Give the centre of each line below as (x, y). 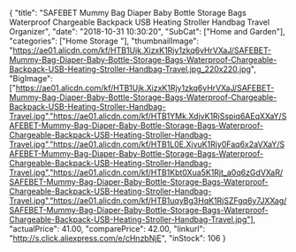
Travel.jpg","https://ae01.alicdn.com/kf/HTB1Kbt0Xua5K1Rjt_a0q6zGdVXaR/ (146, 172)
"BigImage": (31, 78)
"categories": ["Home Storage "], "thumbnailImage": (104, 41)
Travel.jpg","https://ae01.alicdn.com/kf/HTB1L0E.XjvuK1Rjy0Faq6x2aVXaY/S (147, 144)
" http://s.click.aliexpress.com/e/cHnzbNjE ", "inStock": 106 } (118, 238)
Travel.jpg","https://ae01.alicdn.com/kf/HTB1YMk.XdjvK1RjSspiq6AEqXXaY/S (148, 116)
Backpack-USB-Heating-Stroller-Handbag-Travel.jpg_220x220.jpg (130, 69)
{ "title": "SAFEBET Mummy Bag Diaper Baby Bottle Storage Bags (128, 13)
